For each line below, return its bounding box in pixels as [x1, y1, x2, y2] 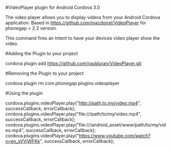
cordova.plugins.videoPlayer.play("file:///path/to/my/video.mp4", [5, 111, 142, 117]
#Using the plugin [5, 90, 43, 96]
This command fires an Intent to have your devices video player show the [5, 35, 160, 41]
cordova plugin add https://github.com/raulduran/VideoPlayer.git [5, 60, 142, 66]
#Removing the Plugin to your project [5, 70, 84, 76]
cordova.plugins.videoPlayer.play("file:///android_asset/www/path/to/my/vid [5, 122, 166, 127]
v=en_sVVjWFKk [5, 138, 40, 144]
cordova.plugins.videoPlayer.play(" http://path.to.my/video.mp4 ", [5, 100, 141, 106]
